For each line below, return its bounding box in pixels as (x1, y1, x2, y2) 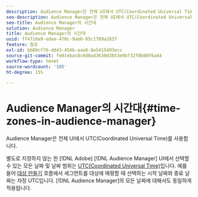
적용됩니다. (6, 185, 32, 192)
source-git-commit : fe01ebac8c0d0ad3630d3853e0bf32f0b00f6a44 (6, 53, 162, 59)
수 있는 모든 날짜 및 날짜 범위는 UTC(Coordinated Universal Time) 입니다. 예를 (6, 162, 187, 169)
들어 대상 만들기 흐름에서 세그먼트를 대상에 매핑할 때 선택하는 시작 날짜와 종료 (6, 170, 184, 177)
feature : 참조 (6, 42, 38, 48)
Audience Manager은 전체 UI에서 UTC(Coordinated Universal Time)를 (6, 135, 173, 142)
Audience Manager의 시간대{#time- (6, 102, 181, 115)
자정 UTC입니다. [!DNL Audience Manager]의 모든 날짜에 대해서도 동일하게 (16, 177, 192, 184)
